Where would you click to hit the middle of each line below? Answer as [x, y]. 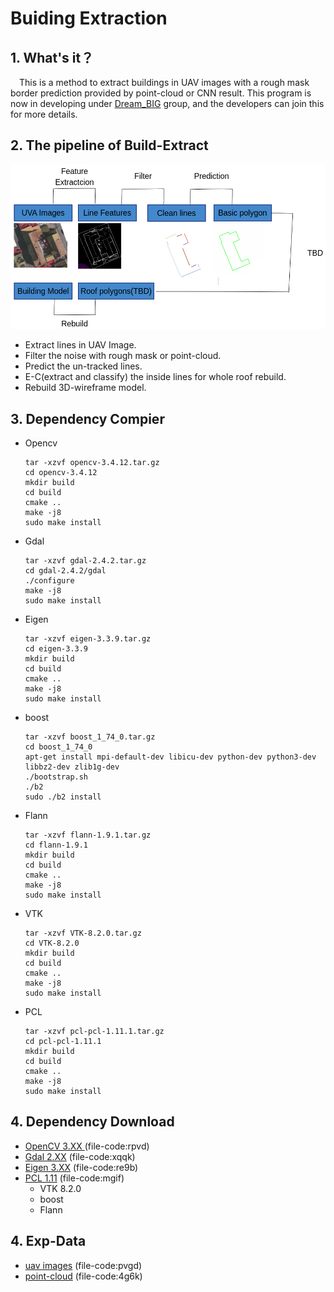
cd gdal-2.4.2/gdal [65, 571]
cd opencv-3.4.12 [61, 473]
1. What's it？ [52, 57]
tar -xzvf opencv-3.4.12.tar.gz [92, 463]
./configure [49, 581]
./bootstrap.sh [56, 777]
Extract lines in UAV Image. [80, 345]
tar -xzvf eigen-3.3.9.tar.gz [88, 639]
